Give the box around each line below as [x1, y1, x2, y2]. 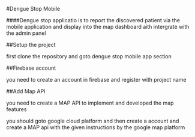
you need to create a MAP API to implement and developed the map [6, 99, 174, 106]
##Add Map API [6, 88, 46, 95]
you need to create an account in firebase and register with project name [6, 76, 187, 83]
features [6, 106, 27, 113]
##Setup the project [6, 41, 56, 48]
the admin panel [6, 29, 46, 37]
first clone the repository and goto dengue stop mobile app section [6, 53, 172, 59]
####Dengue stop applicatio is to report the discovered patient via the [6, 17, 180, 23]
